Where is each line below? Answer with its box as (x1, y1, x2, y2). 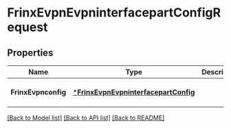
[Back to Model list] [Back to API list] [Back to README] (7, 114, 165, 122)
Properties (7, 47, 54, 58)
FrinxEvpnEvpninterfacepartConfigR (7, 5, 221, 21)
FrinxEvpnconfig (10, 87, 67, 97)
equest (7, 19, 48, 35)
